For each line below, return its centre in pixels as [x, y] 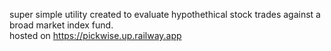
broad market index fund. [61, 25]
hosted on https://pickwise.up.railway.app [95, 35]
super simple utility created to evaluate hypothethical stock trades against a [165, 14]
